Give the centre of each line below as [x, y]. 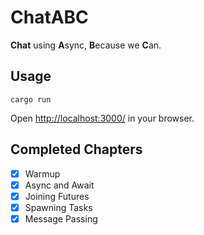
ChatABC [49, 17]
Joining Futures [57, 196]
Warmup [42, 173]
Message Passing [61, 218]
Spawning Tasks [58, 207]
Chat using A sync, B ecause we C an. [86, 45]
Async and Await [59, 185]
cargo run [31, 99]
